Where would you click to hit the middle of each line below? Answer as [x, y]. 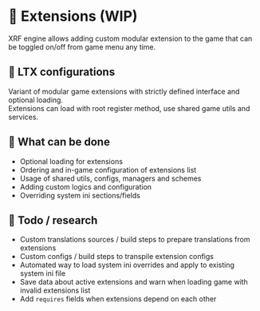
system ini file [43, 273]
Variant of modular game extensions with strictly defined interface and [124, 91]
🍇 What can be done [59, 142]
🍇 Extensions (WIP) [73, 16]
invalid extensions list [55, 290]
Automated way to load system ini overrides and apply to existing [127, 265]
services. [23, 117]
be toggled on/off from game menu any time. [82, 46]
